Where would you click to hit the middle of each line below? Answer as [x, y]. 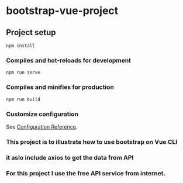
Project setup [31, 32]
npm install [20, 46]
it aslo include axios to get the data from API [70, 157]
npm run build [23, 99]
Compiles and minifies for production [60, 87]
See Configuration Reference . [42, 126]
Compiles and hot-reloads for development [69, 60]
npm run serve [23, 72]
